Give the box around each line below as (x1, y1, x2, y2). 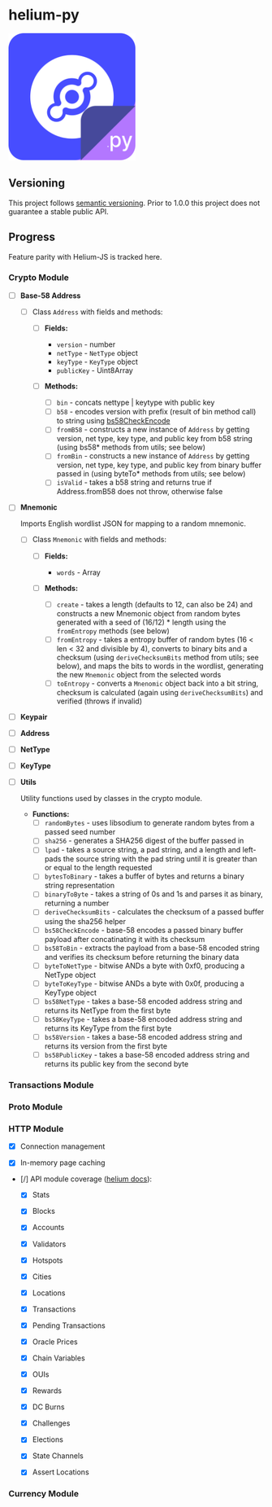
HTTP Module (8, 1123, 64, 1134)
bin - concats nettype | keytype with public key (56, 397, 215, 408)
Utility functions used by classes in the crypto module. (19, 794, 203, 804)
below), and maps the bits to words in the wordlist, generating (56, 661, 264, 671)
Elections (32, 1435, 63, 1444)
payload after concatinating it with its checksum (44, 934, 205, 944)
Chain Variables (32, 1353, 85, 1363)
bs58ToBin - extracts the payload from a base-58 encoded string (44, 943, 260, 953)
